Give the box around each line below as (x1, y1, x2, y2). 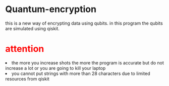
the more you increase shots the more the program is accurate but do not (12, 59, 164, 66)
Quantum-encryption (5, 4, 97, 15)
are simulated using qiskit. (5, 25, 60, 31)
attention (5, 43, 44, 55)
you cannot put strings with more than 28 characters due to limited (12, 70, 150, 76)
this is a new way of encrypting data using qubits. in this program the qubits (5, 20, 163, 26)
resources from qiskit (5, 75, 49, 81)
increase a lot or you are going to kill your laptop (5, 65, 106, 71)
